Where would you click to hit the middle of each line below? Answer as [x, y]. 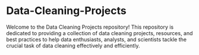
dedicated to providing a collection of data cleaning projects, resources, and [99, 33]
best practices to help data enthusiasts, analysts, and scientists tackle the [97, 39]
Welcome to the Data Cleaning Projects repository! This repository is [90, 27]
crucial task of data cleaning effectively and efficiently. [73, 46]
